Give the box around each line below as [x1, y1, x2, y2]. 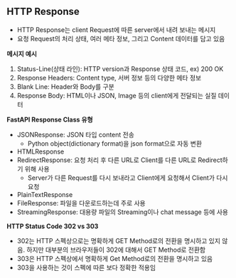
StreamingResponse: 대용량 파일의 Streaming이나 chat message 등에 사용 [16, 208, 229, 216]
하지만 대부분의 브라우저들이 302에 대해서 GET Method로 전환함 [26, 245, 206, 254]
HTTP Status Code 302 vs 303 [6, 222, 99, 230]
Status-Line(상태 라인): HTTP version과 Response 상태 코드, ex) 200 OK [16, 64, 224, 73]
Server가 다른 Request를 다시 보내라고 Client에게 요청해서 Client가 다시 [27, 173, 228, 182]
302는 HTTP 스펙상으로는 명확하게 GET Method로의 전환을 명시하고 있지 [16, 236, 221, 245]
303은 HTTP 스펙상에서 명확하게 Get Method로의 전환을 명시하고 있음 [16, 254, 213, 262]
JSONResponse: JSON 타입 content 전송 [16, 130, 134, 139]
